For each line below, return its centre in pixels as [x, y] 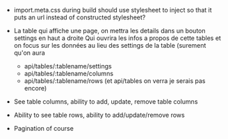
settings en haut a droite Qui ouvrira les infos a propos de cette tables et [117, 38]
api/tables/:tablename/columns [68, 73]
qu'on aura [29, 53]
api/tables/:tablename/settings [68, 66]
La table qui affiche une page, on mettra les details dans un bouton [110, 31]
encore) [35, 88]
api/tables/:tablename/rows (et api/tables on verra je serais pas [115, 81]
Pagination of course [44, 128]
